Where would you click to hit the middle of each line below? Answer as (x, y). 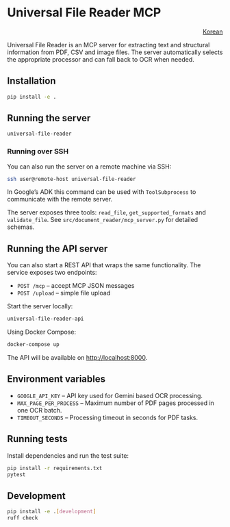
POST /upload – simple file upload (64, 293)
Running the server (49, 118)
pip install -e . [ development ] (52, 512)
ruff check (23, 518)
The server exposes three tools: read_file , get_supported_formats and (107, 212)
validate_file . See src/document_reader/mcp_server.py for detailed (103, 220)
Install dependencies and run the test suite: (68, 455)
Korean (213, 32)
